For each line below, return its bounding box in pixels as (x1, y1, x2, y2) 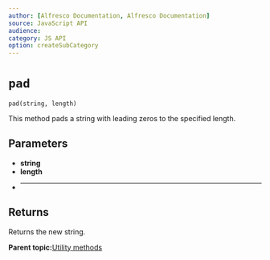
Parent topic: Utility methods (8, 242, 103, 252)
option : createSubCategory (8, 42, 99, 50)
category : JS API (8, 34, 67, 43)
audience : (8, 26, 42, 35)
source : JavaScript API (8, 19, 88, 27)
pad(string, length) (8, 100, 78, 108)
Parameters (8, 137, 68, 151)
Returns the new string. (8, 226, 86, 237)
